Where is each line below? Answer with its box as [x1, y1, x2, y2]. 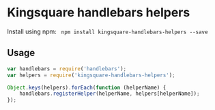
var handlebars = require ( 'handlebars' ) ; [7, 65, 127, 72]
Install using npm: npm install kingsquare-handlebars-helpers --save [7, 27, 208, 36]
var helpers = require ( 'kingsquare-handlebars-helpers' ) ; [7, 72, 175, 79]
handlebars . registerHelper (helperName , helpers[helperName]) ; [19, 90, 200, 97]
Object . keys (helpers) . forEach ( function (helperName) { [7, 84, 167, 91]
